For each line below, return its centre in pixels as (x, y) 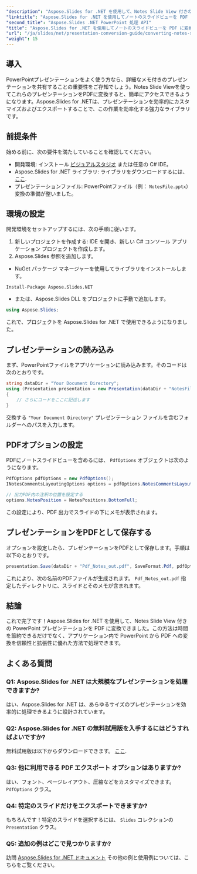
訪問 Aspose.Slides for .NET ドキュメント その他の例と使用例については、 (95, 858)
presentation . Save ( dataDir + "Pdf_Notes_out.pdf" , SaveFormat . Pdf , (90, 566)
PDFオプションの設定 (45, 445)
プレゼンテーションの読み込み (60, 349)
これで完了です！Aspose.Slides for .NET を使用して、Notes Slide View (91, 621)
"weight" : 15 (22, 39)
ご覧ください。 (39, 865)
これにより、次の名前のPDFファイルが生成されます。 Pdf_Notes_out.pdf (93, 578)
